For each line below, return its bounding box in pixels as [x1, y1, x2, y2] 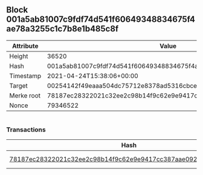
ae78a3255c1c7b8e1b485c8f [6, 24, 119, 34]
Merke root [9, 91, 41, 99]
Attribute [11, 42, 39, 50]
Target [9, 81, 28, 90]
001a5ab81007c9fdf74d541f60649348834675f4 [6, 15, 195, 25]
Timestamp [9, 71, 42, 80]
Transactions [6, 125, 47, 134]
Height [9, 51, 28, 60]
